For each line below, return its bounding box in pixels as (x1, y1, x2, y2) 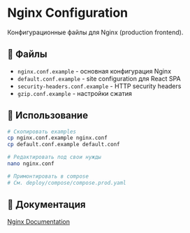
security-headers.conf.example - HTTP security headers (17, 82, 182, 90)
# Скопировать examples (7, 128, 77, 135)
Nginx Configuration (7, 5, 129, 21)
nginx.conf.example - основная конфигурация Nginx (17, 66, 172, 75)
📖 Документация (7, 199, 86, 211)
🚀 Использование (7, 110, 89, 122)
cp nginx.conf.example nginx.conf (7, 134, 108, 141)
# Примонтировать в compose (7, 173, 89, 180)
